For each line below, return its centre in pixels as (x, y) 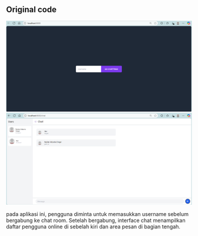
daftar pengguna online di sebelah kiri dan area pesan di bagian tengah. (93, 227)
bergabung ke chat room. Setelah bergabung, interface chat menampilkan (96, 221)
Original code (32, 10)
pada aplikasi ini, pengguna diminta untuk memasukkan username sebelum (98, 214)
